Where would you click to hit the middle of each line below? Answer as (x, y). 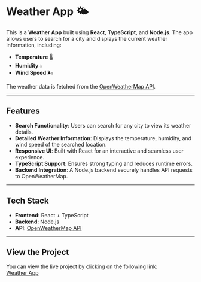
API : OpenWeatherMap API (48, 228)
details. (24, 132)
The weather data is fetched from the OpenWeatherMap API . (81, 86)
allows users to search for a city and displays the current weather (87, 38)
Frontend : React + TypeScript (51, 215)
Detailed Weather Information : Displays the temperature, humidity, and (103, 138)
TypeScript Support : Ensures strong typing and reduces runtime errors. (103, 163)
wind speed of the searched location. (61, 144)
